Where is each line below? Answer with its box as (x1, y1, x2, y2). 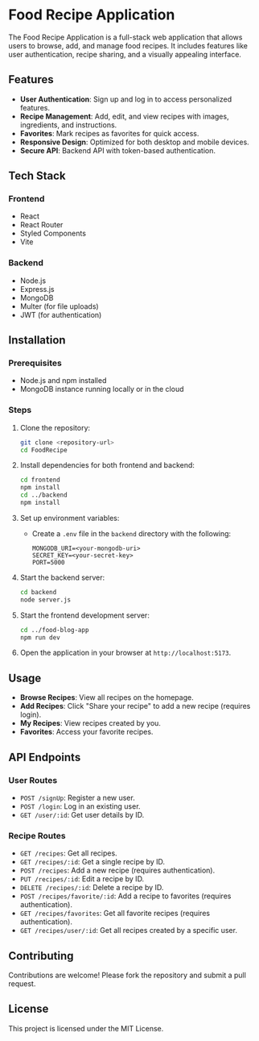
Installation (8, 333, 66, 348)
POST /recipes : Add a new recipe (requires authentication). (19, 865, 216, 876)
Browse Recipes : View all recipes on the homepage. (19, 693, 195, 702)
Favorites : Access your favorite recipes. (19, 727, 154, 737)
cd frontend (19, 476, 60, 485)
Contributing (8, 949, 74, 963)
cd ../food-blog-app (19, 626, 89, 634)
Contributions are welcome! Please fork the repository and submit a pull (8, 970, 247, 981)
